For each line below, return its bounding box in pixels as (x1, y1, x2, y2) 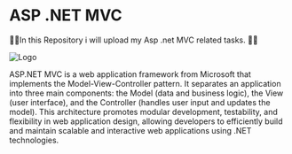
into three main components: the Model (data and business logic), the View (9, 88, 284, 98)
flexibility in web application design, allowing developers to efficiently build (9, 116, 283, 127)
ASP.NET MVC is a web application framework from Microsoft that (9, 68, 251, 80)
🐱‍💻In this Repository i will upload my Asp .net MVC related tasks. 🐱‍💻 (9, 35, 259, 45)
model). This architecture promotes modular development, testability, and (9, 106, 278, 117)
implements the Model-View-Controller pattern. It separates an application (9, 78, 281, 89)
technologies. (9, 135, 59, 145)
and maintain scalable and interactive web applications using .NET (9, 125, 252, 135)
